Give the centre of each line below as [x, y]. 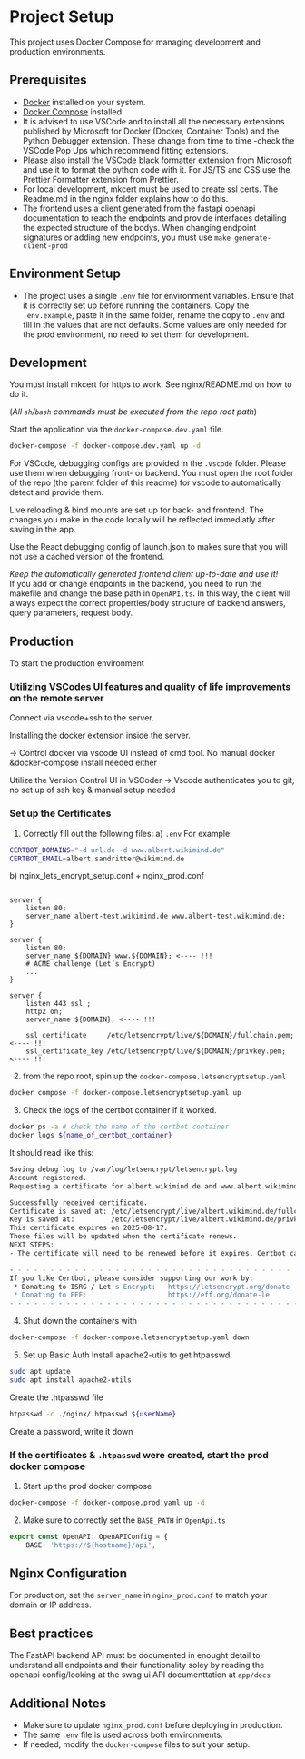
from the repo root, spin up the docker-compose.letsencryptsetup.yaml [154, 1076]
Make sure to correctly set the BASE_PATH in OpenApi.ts [124, 1520]
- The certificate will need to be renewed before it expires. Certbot [148, 1253]
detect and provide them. [57, 492]
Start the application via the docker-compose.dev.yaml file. [117, 430]
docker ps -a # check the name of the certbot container [119, 1127]
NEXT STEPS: [32, 1245]
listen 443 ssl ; [59, 1004]
